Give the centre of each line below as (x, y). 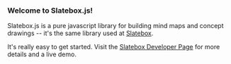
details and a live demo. (42, 54)
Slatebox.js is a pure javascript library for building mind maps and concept (115, 26)
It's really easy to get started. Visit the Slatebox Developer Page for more (114, 47)
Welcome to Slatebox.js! (50, 11)
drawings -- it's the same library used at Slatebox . (80, 33)
